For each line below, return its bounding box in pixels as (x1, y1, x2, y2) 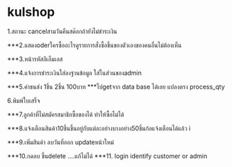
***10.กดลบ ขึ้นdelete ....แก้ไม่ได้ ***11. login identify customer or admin (7, 152, 208, 160)
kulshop (7, 4, 56, 20)
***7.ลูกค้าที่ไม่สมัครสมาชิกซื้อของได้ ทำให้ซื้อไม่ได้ (7, 110, 124, 118)
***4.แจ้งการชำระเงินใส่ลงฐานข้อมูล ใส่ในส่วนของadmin (7, 69, 142, 77)
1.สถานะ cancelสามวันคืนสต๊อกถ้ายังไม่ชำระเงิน (7, 27, 117, 35)
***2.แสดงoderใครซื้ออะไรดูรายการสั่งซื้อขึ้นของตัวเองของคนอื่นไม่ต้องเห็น (7, 41, 182, 49)
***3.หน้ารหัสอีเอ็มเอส (7, 55, 63, 63)
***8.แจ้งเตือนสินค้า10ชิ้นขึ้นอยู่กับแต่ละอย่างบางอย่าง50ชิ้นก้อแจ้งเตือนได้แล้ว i (7, 124, 191, 132)
